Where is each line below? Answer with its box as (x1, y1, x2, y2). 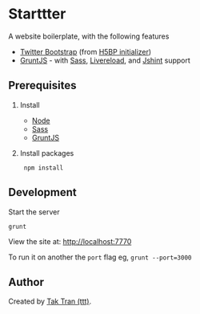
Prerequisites (8, 79, 77, 92)
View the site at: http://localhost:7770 (8, 236, 132, 246)
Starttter (8, 5, 66, 23)
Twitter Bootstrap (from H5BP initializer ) (19, 47, 152, 56)
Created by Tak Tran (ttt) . (8, 296, 92, 306)
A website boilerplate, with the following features (8, 31, 170, 41)
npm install (23, 164, 64, 172)
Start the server (8, 206, 60, 217)
